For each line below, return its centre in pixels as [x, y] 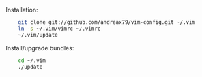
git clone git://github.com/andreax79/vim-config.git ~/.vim [106, 22]
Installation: [22, 10]
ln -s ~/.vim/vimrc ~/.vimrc [59, 29]
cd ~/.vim [32, 61]
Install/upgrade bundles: [40, 48]
